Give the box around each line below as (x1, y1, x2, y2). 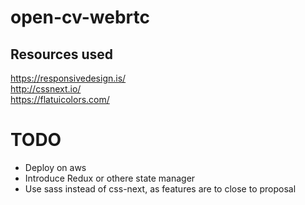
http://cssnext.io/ (10, 83, 82, 95)
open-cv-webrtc (10, 6, 150, 29)
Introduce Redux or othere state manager (24, 172, 196, 184)
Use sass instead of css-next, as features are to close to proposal (24, 182, 297, 195)
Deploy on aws (24, 161, 87, 173)
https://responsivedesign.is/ (10, 72, 127, 84)
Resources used (10, 46, 113, 63)
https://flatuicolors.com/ (10, 94, 110, 105)
